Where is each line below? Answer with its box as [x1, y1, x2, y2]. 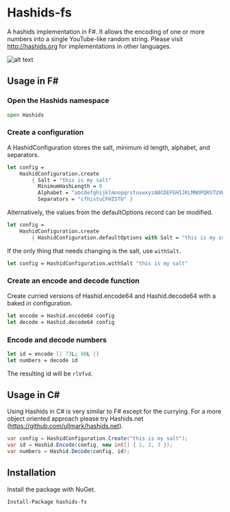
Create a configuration [7, 128, 84, 137]
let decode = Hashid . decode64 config [7, 318, 115, 325]
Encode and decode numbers [7, 335, 107, 345]
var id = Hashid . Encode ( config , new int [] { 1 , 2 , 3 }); [7, 441, 173, 449]
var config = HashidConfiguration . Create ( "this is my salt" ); [7, 435, 188, 442]
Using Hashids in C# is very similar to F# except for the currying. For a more [7, 407, 222, 416]
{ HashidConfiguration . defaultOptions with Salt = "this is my [31, 234, 216, 241]
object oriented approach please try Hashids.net [7, 415, 144, 423]
